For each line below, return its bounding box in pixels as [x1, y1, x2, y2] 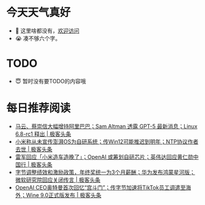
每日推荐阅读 [6, 102, 71, 115]
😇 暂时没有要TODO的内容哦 [15, 77, 87, 84]
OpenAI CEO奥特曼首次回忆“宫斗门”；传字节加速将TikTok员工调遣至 [15, 184, 186, 191]
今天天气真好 [6, 6, 71, 20]
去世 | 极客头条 [15, 145, 53, 153]
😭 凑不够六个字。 [15, 34, 61, 42]
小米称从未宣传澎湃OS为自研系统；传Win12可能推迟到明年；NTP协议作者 [15, 138, 199, 145]
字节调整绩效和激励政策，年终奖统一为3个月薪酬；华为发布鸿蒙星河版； [15, 168, 195, 176]
